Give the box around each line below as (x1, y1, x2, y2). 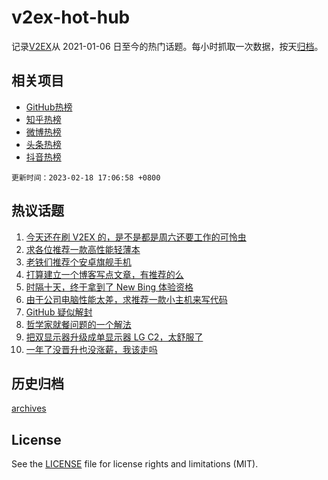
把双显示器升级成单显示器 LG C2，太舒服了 (25, 331, 204, 343)
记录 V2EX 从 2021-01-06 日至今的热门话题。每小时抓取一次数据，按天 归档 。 (11, 40, 324, 52)
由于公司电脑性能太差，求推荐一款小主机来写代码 (25, 293, 228, 305)
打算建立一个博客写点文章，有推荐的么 (25, 268, 184, 280)
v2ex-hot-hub (11, 6, 131, 29)
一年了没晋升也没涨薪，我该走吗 (25, 343, 158, 355)
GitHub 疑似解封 (25, 306, 93, 318)
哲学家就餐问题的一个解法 (25, 318, 132, 330)
